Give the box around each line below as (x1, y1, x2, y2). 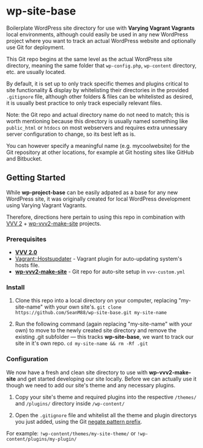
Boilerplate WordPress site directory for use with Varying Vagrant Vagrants (6, 24, 195, 32)
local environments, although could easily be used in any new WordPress (6, 30, 188, 38)
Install (6, 283, 25, 292)
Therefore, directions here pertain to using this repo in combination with (6, 213, 185, 221)
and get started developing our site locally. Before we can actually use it (17, 375, 197, 383)
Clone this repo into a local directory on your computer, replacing (14, 297, 178, 304)
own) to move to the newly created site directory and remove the (14, 327, 177, 334)
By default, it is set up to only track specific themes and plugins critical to (6, 80, 189, 87)
